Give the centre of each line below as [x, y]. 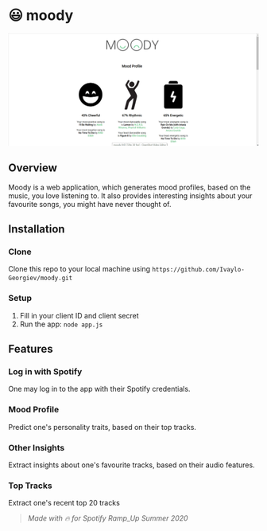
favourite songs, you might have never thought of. [90, 204]
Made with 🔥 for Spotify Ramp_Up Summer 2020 [108, 518]
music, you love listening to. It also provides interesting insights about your [130, 195]
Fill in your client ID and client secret [79, 315]
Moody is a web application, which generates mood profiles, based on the [130, 187]
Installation [37, 229]
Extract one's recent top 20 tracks [64, 503]
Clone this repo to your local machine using [79, 269]
